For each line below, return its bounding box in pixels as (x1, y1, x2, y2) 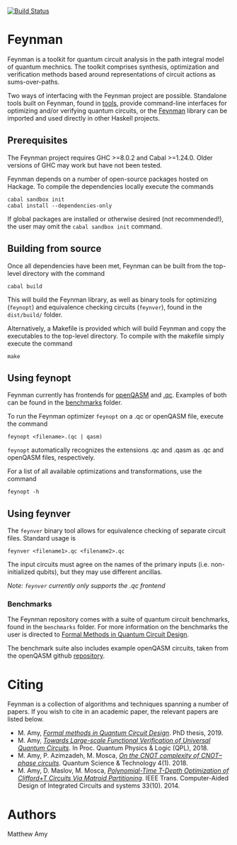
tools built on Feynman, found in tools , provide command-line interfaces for (7, 99, 228, 107)
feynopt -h (7, 488, 40, 496)
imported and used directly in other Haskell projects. (7, 114, 161, 122)
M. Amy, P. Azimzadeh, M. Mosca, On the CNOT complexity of (17, 751, 200, 760)
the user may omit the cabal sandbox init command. (7, 222, 163, 231)
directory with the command (22, 269, 105, 277)
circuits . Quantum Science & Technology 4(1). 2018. (37, 759, 189, 768)
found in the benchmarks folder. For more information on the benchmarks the (7, 623, 229, 631)
